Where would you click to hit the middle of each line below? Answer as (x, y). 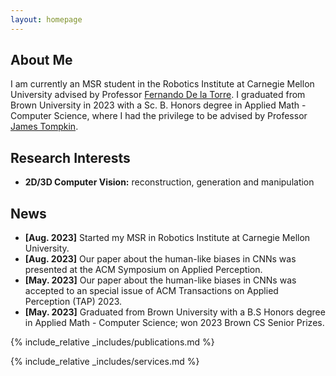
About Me (41, 60)
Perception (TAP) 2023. (73, 302)
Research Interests (70, 157)
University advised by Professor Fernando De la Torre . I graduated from (158, 95)
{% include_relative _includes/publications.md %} (112, 342)
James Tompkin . (44, 127)
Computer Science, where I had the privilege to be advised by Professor (159, 116)
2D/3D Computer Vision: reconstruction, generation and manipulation (169, 182)
